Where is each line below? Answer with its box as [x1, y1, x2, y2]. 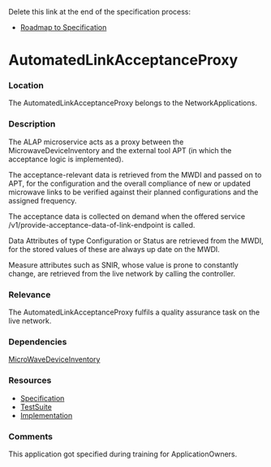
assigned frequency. [8, 195, 77, 205]
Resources [8, 375, 52, 386]
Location [8, 80, 45, 92]
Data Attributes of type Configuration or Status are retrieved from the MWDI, [8, 235, 264, 246]
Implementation [19, 410, 73, 420]
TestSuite [19, 401, 53, 412]
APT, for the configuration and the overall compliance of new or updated [8, 178, 251, 188]
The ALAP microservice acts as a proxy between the [8, 137, 184, 147]
